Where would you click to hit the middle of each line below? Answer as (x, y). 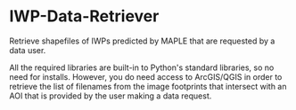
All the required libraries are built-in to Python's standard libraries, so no (142, 67)
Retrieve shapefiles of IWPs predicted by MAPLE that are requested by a (142, 41)
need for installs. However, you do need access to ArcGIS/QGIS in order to (146, 76)
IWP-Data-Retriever (84, 16)
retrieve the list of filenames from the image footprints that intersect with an (148, 86)
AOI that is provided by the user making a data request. (111, 96)
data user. (28, 50)
